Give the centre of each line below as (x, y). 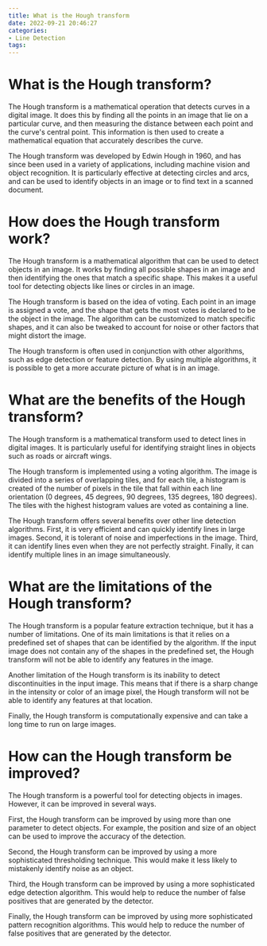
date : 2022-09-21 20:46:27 (53, 23)
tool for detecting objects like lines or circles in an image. (101, 286)
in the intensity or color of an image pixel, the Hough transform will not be (129, 692)
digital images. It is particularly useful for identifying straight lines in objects (132, 448)
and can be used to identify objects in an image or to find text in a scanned (131, 182)
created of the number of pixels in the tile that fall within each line (115, 488)
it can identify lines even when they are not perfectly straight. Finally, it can (131, 545)
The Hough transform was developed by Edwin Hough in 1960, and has (125, 156)
